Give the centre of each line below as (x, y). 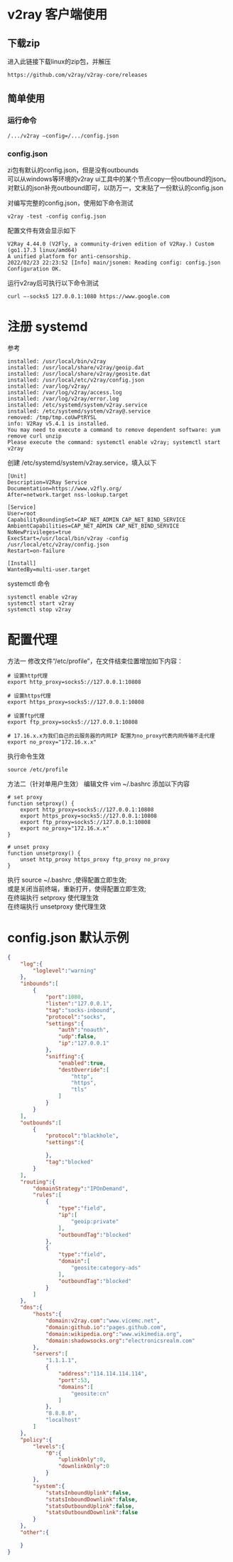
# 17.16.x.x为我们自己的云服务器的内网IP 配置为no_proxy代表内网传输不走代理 (111, 736)
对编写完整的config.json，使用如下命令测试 (70, 203)
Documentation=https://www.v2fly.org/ (65, 488)
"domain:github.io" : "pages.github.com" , (106, 1327)
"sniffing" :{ (64, 1056)
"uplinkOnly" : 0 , (82, 1460)
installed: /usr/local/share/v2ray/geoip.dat (76, 367)
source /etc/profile (38, 769)
